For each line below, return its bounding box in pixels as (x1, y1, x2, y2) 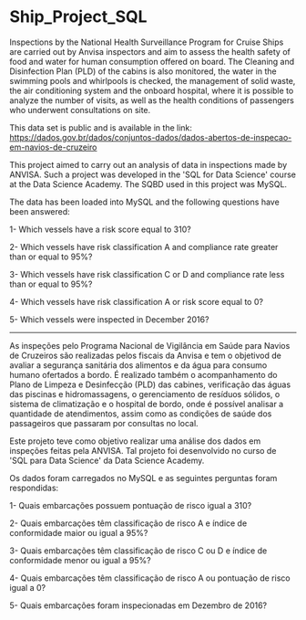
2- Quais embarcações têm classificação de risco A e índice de (9, 518, 248, 529)
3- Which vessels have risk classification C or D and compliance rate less (9, 268, 285, 279)
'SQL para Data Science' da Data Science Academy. (9, 455, 205, 466)
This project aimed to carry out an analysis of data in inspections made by (9, 159, 288, 170)
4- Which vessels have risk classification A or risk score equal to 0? (9, 296, 264, 307)
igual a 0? (9, 582, 46, 593)
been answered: (9, 205, 70, 216)
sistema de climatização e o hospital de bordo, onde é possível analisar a (9, 398, 284, 409)
